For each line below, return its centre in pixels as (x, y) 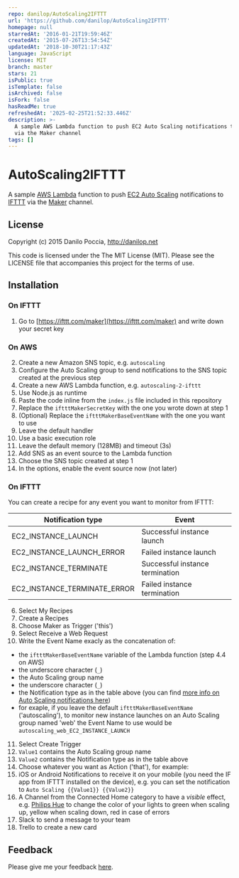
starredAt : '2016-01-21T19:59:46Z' (61, 34)
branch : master (30, 67)
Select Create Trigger (50, 744)
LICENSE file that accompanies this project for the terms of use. (101, 263)
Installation (33, 285)
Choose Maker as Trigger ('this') (66, 626)
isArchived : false (35, 93)
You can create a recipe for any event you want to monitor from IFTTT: (111, 502)
